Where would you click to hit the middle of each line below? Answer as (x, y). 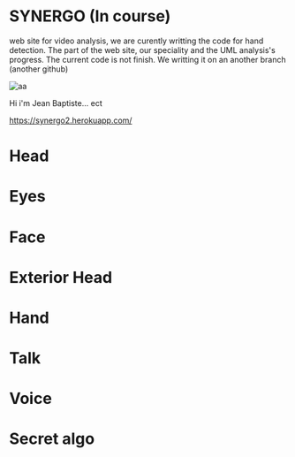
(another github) (39, 69)
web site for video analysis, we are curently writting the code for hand (136, 41)
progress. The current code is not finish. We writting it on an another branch (147, 59)
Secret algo (52, 439)
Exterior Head (61, 277)
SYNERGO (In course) (90, 16)
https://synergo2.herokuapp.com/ (71, 120)
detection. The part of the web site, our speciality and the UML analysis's (142, 50)
